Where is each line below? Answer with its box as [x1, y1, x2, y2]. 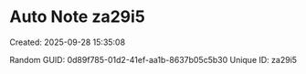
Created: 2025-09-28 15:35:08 [9, 37, 126, 48]
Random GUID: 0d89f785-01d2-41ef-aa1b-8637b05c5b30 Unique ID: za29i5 [9, 54, 298, 65]
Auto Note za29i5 [9, 6, 146, 27]
